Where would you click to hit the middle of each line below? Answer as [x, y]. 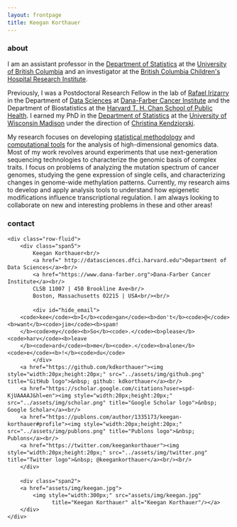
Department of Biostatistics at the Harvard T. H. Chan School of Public [110, 108]
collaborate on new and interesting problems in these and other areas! [110, 205]
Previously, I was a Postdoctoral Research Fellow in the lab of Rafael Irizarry [118, 93]
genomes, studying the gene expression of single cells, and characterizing [116, 174]
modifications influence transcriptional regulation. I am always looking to [113, 197]
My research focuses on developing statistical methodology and [101, 137]
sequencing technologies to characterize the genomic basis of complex [112, 160]
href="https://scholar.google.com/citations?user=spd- [112, 389]
